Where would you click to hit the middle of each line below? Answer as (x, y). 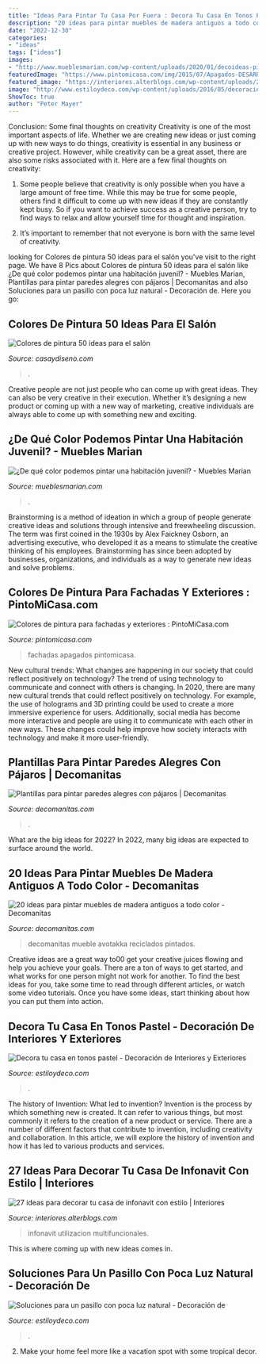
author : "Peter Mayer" (46, 104)
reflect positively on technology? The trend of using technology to (116, 678)
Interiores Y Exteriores (65, 1038)
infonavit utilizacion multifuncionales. (88, 1233)
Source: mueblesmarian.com (55, 486)
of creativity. (40, 242)
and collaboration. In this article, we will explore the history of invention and (131, 1138)
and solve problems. (42, 567)
